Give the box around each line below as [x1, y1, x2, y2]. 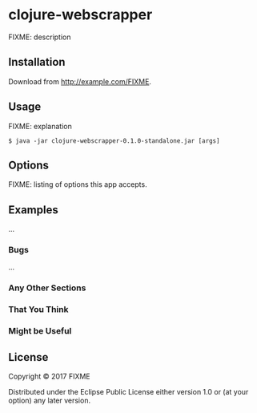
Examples [8, 203, 58, 217]
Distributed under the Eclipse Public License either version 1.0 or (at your [8, 387, 249, 397]
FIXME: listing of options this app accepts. [8, 180, 147, 189]
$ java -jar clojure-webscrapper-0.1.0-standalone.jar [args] [8, 136, 220, 145]
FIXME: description [8, 32, 71, 42]
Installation [8, 55, 66, 69]
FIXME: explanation [8, 121, 72, 131]
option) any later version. [8, 395, 90, 406]
